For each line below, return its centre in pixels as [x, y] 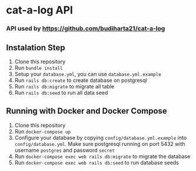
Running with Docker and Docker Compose [87, 111]
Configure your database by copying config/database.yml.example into [101, 138]
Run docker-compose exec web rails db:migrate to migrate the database [102, 156]
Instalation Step [36, 47]
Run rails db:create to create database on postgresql [81, 80]
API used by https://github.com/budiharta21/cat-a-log [86, 29]
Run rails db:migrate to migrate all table [64, 86]
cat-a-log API [40, 10]
